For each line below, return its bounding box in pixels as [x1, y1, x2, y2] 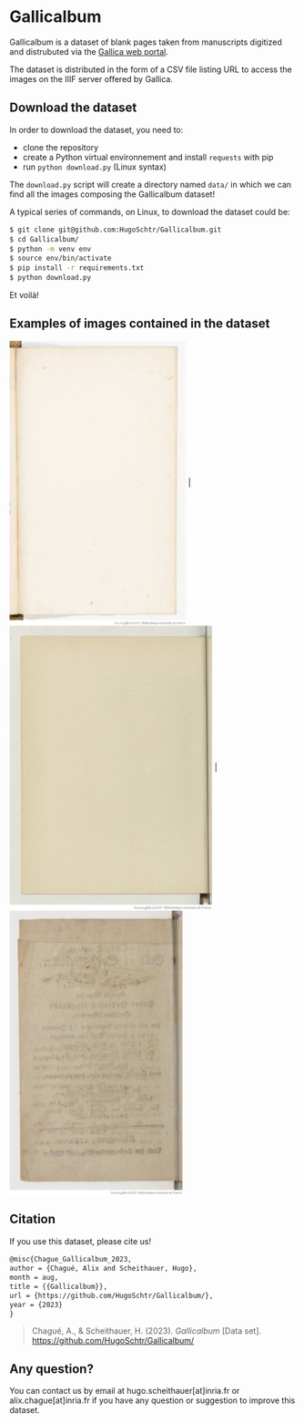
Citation [9, 1212, 56, 1227]
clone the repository [22, 141, 99, 152]
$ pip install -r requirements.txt [9, 263, 145, 273]
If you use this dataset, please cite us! [9, 1235, 152, 1246]
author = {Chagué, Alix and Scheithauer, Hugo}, [9, 1263, 198, 1273]
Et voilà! [9, 290, 39, 300]
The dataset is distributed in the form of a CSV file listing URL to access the [9, 64, 293, 75]
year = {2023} [9, 1300, 64, 1309]
